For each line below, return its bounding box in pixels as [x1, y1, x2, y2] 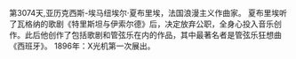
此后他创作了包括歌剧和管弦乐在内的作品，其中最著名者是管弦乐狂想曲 [24, 30, 282, 40]
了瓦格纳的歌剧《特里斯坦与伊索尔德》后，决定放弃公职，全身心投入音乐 [9, 18, 274, 29]
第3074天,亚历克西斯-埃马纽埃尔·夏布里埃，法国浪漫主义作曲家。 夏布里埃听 [9, 8, 287, 18]
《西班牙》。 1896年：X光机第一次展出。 [9, 41, 156, 51]
